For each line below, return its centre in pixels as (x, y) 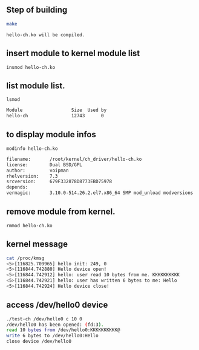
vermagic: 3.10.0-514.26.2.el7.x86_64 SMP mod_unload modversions (100, 193)
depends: (17, 187)
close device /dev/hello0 (39, 342)
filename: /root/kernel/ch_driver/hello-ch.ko (74, 159)
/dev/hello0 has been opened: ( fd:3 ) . (55, 325)
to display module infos (51, 134)
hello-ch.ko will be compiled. (46, 35)
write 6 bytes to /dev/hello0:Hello (52, 336)
